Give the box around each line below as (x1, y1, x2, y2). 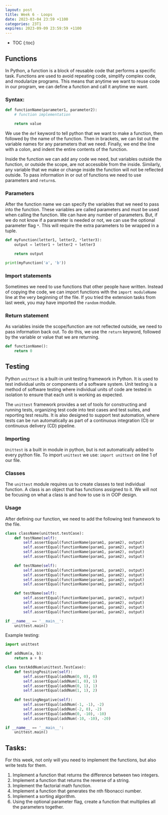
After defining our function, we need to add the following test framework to (5, 516, 160, 522)
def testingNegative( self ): (14, 698, 73, 703)
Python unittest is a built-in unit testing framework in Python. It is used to (5, 376, 158, 382)
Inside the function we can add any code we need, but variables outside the (5, 156, 162, 162)
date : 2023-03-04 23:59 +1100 (5, 17, 69, 22)
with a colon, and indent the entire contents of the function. (5, 146, 128, 152)
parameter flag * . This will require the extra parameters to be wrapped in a (5, 223, 159, 229)
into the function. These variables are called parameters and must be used (5, 207, 159, 213)
